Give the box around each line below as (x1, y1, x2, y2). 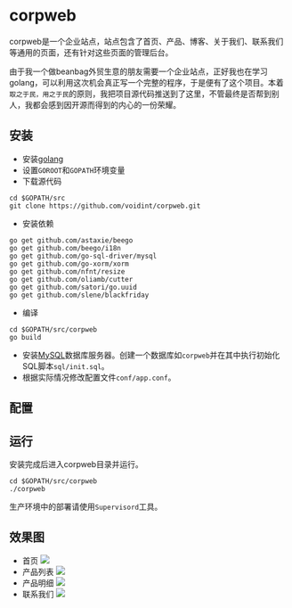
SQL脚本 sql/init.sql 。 (21, 360, 109, 371)
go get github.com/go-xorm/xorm (9, 259, 129, 268)
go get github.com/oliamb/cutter (9, 275, 134, 283)
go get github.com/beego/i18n (9, 243, 122, 252)
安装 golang (21, 153, 64, 164)
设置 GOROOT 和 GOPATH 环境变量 (21, 164, 126, 175)
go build (9, 333, 42, 341)
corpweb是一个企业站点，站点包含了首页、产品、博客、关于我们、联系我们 (9, 36, 284, 46)
